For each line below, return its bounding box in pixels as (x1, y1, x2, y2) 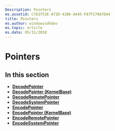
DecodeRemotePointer (12, 94, 60, 100)
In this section (5, 71, 49, 79)
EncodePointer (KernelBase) (12, 110, 71, 115)
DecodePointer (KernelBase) (12, 89, 72, 95)
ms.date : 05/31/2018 (5, 30, 47, 35)
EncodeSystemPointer (12, 120, 59, 126)
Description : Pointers (5, 7, 51, 12)
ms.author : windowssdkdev (5, 21, 58, 26)
